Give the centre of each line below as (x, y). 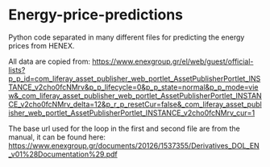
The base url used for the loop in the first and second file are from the (124, 128)
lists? (17, 69)
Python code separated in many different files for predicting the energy (127, 37)
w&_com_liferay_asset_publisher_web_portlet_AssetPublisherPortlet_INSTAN (135, 95)
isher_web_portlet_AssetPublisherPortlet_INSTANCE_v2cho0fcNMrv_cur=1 (132, 113)
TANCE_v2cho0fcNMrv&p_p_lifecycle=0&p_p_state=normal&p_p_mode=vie (133, 87)
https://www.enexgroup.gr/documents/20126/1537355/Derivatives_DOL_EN (134, 145)
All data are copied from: (50, 61)
